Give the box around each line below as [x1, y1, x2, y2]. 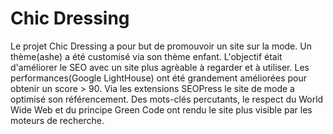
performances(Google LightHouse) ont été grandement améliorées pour [10, 72, 308, 84]
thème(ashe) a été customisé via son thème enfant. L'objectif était [10, 50, 283, 62]
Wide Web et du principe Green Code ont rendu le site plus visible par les [10, 103, 313, 116]
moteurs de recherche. [10, 114, 105, 126]
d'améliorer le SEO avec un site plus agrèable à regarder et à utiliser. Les [10, 61, 310, 73]
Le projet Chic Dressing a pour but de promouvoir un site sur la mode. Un [10, 40, 312, 52]
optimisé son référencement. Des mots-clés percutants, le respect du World [10, 93, 324, 105]
